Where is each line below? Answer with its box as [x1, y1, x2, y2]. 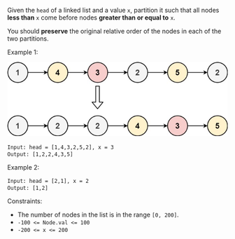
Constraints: [7, 197, 43, 205]
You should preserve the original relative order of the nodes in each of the [7, 27, 222, 35]
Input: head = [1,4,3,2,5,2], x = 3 [7, 144, 114, 151]
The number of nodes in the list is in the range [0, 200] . [17, 210, 180, 219]
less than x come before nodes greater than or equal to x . [7, 13, 176, 22]
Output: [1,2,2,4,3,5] [7, 151, 73, 158]
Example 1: [7, 48, 38, 56]
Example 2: [7, 163, 40, 171]
